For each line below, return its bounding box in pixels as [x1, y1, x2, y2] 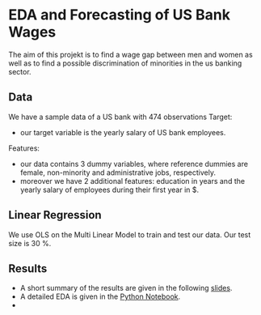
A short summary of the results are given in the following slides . [19, 283, 233, 293]
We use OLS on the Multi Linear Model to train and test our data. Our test [8, 229, 251, 240]
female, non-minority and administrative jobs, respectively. [19, 168, 217, 177]
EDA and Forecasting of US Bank [8, 6, 230, 24]
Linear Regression [8, 208, 103, 222]
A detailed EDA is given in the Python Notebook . [19, 292, 181, 301]
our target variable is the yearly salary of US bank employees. [19, 127, 226, 137]
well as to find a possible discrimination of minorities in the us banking [8, 58, 242, 68]
